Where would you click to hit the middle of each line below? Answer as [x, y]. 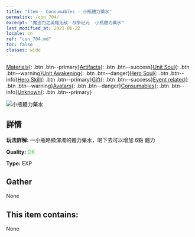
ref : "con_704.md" [29, 39]
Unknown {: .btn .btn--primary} [55, 92]
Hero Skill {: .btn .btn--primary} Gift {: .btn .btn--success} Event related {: [103, 79]
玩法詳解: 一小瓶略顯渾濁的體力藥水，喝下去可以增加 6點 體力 [81, 140]
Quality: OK [21, 152]
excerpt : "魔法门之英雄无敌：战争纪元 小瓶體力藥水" [65, 22]
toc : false [19, 45]
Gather [19, 182]
